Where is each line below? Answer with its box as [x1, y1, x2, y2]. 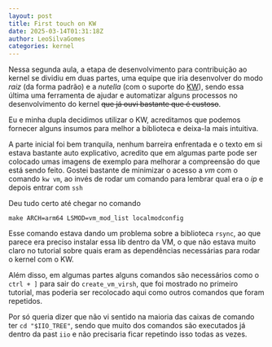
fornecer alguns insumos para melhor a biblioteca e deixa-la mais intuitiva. [8, 124, 259, 134]
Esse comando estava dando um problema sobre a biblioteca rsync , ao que [8, 229, 261, 239]
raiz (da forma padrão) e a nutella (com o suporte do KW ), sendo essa [8, 82, 244, 92]
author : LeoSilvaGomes [8, 34, 86, 43]
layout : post [8, 11, 53, 20]
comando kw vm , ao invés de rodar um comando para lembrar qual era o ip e [8, 174, 264, 184]
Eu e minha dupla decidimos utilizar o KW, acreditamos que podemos [8, 115, 241, 125]
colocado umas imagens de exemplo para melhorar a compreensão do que [8, 156, 261, 167]
